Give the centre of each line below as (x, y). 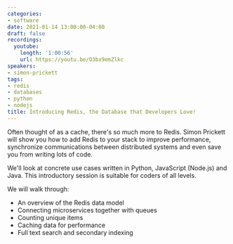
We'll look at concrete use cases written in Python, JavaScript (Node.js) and (117, 168)
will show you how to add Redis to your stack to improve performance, (109, 139)
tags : (15, 79)
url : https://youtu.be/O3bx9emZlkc (72, 60)
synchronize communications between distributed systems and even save (114, 147)
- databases (25, 92)
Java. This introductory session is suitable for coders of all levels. (102, 175)
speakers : (22, 66)
